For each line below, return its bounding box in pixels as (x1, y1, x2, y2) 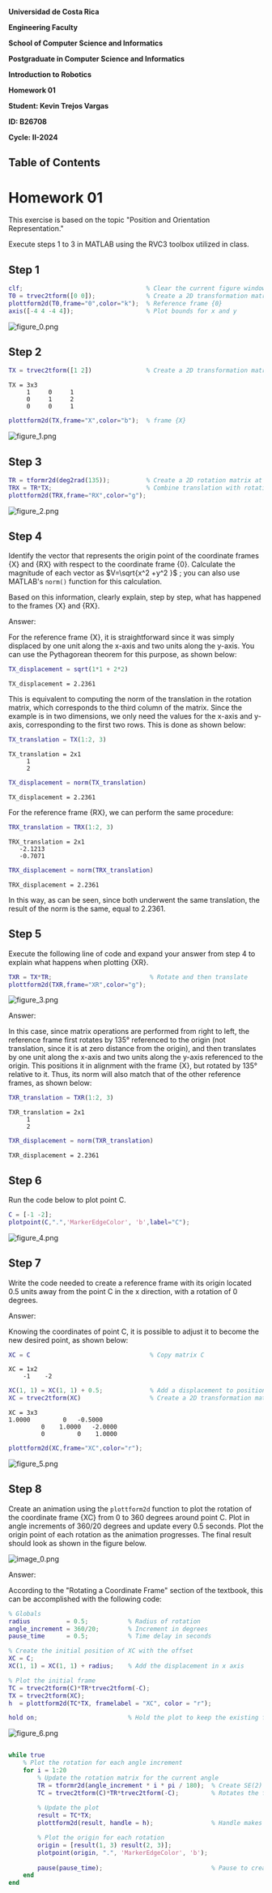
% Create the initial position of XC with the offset (8, 1647, 194, 1656)
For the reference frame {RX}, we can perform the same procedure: (8, 808, 234, 818)
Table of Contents (8, 156, 101, 169)
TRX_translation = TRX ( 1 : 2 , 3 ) (8, 823, 114, 831)
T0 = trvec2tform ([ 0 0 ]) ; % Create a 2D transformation (8, 292, 249, 301)
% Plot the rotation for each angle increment (23, 1758, 183, 1767)
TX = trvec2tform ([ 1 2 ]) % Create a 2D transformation (8, 366, 249, 375)
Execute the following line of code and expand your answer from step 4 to (8, 948, 256, 959)
